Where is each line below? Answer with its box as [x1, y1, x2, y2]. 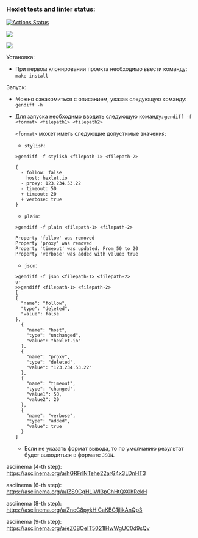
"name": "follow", [21, 300, 68, 307]
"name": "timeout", [26, 381, 76, 387]
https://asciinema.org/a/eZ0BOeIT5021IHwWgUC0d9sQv [6, 525, 150, 532]
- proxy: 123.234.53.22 [21, 180, 81, 186]
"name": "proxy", [26, 354, 70, 360]
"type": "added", [26, 418, 70, 424]
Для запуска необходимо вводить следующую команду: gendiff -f [15, 112, 192, 120]
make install [15, 73, 49, 79]
